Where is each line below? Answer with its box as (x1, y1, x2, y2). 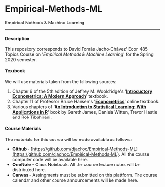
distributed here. (12, 166, 46, 172)
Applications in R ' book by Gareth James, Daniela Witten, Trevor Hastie (12, 109, 158, 115)
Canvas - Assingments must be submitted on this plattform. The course (12, 172, 158, 178)
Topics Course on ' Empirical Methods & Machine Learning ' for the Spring (5, 51, 154, 57)
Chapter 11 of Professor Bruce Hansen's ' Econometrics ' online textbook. (12, 99, 160, 105)
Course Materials (5, 125, 41, 131)
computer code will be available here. (12, 156, 88, 162)
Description (5, 35, 30, 41)
